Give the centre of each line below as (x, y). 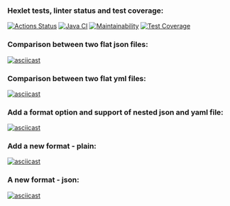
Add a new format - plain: (52, 146)
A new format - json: (43, 180)
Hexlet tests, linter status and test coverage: (86, 11)
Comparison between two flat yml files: (77, 78)
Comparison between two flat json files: (78, 45)
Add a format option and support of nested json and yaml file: (115, 112)
